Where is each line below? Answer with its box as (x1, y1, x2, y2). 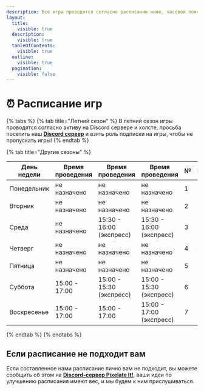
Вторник (9, 202, 35, 210)
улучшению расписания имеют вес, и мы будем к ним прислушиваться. (6, 378, 195, 385)
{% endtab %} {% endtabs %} (6, 331, 82, 338)
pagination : (12, 65, 42, 72)
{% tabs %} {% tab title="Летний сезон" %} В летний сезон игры (6, 118, 173, 125)
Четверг (9, 244, 34, 253)
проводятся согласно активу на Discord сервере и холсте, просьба (6, 124, 182, 131)
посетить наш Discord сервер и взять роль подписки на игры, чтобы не (6, 130, 193, 138)
